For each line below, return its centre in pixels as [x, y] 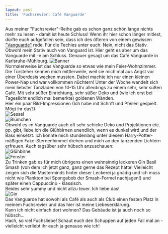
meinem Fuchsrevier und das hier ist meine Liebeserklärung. [68, 204]
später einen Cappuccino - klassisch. [44, 183]
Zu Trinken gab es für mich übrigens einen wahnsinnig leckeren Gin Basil [81, 162]
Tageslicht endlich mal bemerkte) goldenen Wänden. [60, 98]
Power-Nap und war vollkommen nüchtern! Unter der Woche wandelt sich [82, 82]
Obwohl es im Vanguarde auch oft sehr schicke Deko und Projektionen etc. [83, 125]
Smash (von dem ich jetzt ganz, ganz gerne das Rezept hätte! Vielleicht [79, 167]
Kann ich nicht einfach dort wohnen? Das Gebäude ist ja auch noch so [78, 210]
